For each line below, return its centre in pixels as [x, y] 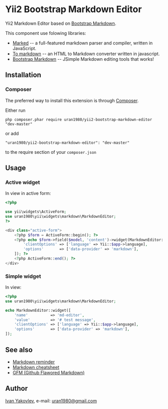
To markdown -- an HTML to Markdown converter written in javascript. [86, 54]
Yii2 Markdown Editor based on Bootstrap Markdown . [61, 23]
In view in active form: [28, 193]
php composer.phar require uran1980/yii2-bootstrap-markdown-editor [79, 119]
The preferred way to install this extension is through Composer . [72, 100]
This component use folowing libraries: [46, 33]
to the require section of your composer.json [51, 152]
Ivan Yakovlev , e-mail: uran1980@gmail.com [51, 400]
